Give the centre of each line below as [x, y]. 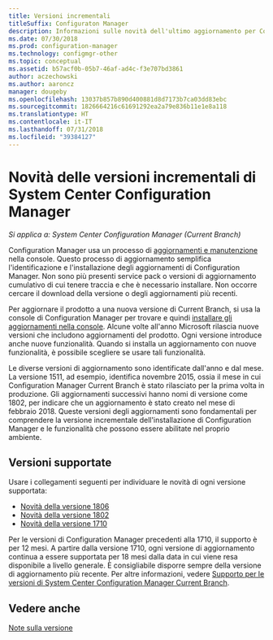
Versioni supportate [60, 462]
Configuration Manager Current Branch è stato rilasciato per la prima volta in [136, 385]
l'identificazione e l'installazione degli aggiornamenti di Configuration [124, 267]
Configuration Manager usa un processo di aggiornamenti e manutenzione [133, 250]
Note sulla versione [41, 628]
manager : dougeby [38, 91]
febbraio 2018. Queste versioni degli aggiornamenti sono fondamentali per [133, 411]
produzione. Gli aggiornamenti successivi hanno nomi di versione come [128, 394]
